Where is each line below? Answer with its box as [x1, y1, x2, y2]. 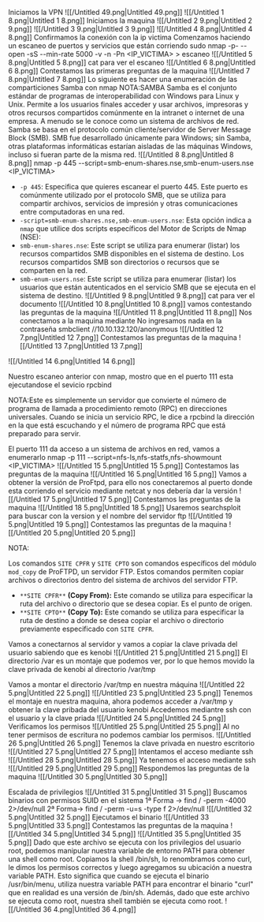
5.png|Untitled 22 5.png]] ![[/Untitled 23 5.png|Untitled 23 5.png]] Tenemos [8, 689, 254, 697]
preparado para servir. [8, 429, 81, 438]
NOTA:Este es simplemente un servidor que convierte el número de [8, 395, 227, 405]
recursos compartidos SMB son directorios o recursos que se [19, 257, 220, 267]
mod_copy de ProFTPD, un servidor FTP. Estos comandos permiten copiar [8, 567, 244, 576]
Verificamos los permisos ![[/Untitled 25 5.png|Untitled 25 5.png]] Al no [8, 722, 240, 731]
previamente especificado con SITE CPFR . [19, 624, 154, 633]
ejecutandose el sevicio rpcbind [8, 380, 112, 390]
